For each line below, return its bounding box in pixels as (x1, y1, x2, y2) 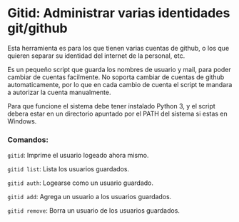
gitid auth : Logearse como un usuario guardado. (7, 178, 153, 187)
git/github (7, 20, 68, 36)
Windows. (7, 116, 37, 126)
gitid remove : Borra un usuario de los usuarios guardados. (7, 206, 180, 215)
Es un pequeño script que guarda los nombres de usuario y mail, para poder (7, 65, 231, 74)
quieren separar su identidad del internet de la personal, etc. (7, 51, 185, 60)
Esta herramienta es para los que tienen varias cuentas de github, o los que (7, 44, 230, 52)
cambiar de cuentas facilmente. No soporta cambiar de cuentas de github (7, 73, 225, 81)
